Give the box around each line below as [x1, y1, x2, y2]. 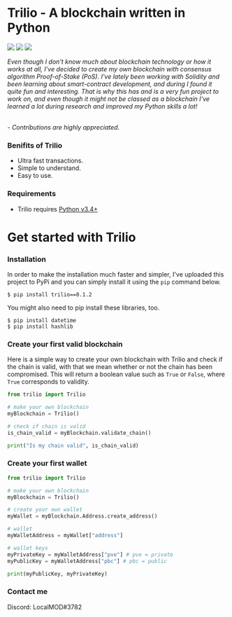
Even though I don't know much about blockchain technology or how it [7, 57, 212, 66]
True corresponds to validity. [7, 377, 89, 386]
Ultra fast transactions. [17, 156, 84, 165]
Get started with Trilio [7, 229, 136, 245]
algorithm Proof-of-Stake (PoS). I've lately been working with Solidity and [7, 72, 220, 81]
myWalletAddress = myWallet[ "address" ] [7, 532, 124, 539]
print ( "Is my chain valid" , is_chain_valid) [7, 442, 139, 449]
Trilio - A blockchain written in [7, 5, 186, 21]
